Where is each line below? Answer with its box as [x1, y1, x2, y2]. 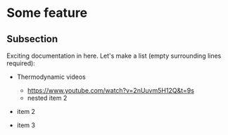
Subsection [6, 33, 58, 45]
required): [6, 59, 36, 67]
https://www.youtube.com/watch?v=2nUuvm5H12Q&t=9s [27, 86, 195, 94]
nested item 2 [27, 94, 68, 102]
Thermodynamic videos [16, 72, 86, 81]
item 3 [16, 121, 36, 129]
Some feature [6, 5, 88, 21]
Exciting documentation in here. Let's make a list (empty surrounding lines [6, 51, 222, 60]
